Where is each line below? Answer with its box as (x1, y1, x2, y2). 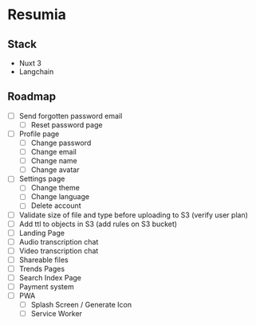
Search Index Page (18, 272, 81, 282)
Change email (30, 147, 77, 157)
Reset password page (30, 119, 103, 129)
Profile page (18, 129, 60, 139)
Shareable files (18, 255, 69, 264)
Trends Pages (18, 264, 65, 273)
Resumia (7, 6, 67, 24)
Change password (30, 138, 92, 147)
